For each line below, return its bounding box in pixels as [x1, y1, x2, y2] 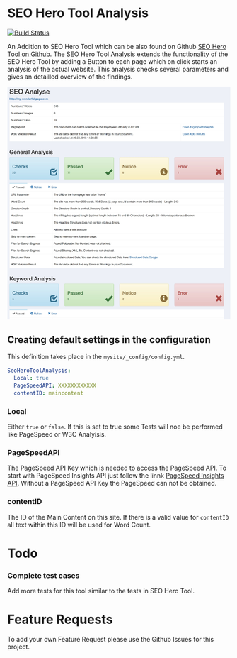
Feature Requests [7, 612, 113, 627]
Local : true [13, 375, 50, 382]
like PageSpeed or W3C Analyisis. [7, 430, 107, 439]
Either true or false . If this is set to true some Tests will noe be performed [7, 422, 223, 431]
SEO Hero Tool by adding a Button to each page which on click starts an [7, 57, 218, 65]
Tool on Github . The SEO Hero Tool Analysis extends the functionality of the [7, 50, 229, 58]
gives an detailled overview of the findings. [7, 72, 133, 81]
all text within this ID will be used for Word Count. [7, 520, 151, 529]
